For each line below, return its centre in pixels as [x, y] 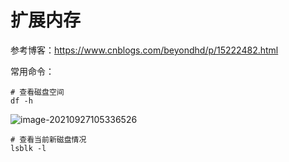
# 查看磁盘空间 [37, 92]
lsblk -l [28, 148]
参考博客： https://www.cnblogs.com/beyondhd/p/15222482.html [144, 50]
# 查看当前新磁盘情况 [48, 139]
